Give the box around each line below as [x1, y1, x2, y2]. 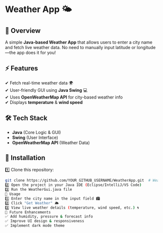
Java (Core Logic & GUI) [12, 129, 61, 135]
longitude [136, 45, 156, 50]
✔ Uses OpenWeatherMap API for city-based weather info [5, 94, 123, 100]
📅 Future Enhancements [5, 210, 51, 215]
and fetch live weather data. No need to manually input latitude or [5, 45, 136, 50]
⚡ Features [5, 64, 38, 73]
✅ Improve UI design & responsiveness [5, 219, 84, 224]
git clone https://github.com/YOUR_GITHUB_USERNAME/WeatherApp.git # [5, 178, 151, 183]
